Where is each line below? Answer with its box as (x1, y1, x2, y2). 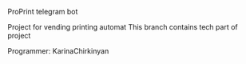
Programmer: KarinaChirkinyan (7, 46, 109, 55)
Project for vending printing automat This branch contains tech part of (7, 22, 238, 31)
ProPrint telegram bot (7, 7, 78, 16)
